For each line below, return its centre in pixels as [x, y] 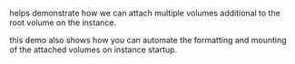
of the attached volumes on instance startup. [93, 50]
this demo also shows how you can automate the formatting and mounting [148, 40]
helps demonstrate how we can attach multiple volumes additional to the [145, 13]
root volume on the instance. [63, 23]
